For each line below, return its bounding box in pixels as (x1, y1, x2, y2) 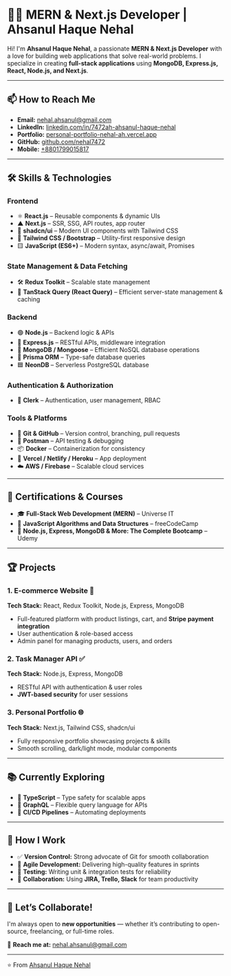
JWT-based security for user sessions (16, 690, 129, 699)
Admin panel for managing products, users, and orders (16, 637, 173, 645)
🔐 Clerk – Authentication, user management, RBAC (16, 396, 162, 404)
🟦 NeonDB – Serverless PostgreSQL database (16, 361, 149, 369)
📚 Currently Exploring (7, 772, 105, 783)
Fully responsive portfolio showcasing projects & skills (16, 736, 170, 745)
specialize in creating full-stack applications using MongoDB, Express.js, (7, 59, 219, 67)
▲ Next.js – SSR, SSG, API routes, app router (16, 219, 146, 228)
